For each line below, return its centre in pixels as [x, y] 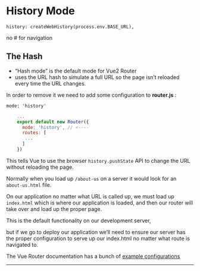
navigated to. [22, 244]
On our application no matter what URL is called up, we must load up [90, 196]
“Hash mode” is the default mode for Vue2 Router [76, 71]
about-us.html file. [29, 185]
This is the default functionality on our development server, [79, 220]
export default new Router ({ [53, 122]
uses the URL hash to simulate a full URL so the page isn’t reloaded [97, 77]
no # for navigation [29, 37]
